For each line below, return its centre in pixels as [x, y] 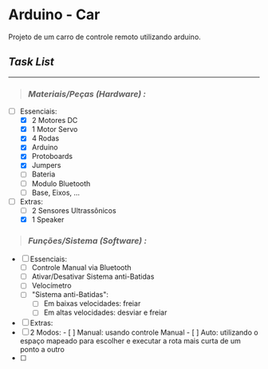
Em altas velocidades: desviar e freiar [105, 312]
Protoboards [52, 157]
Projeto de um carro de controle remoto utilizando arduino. [104, 37]
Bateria [43, 174]
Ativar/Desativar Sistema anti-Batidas [93, 276]
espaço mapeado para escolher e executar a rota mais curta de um [130, 340]
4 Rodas [45, 138]
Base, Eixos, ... [56, 192]
